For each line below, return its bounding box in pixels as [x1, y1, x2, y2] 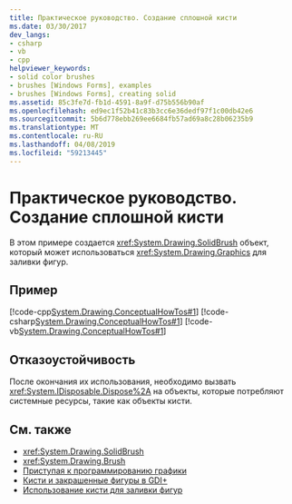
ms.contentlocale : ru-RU [9, 132, 103, 141]
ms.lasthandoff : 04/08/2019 [9, 140, 116, 149]
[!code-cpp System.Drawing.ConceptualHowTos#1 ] [9, 306, 200, 318]
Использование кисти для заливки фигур [22, 485, 183, 495]
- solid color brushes [9, 73, 95, 82]
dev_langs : [9, 30, 51, 39]
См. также [9, 421, 73, 437]
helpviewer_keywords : [9, 64, 92, 74]
